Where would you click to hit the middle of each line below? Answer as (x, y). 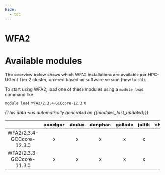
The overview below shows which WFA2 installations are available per (76, 75)
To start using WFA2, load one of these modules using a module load (74, 89)
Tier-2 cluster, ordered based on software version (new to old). (82, 79)
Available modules (43, 61)
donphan (100, 125)
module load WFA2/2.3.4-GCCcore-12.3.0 (46, 103)
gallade (124, 125)
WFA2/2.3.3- (23, 153)
